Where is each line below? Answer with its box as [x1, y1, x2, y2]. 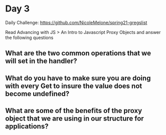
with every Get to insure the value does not [5, 81, 142, 90]
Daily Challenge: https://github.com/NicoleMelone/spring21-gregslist [5, 19, 147, 25]
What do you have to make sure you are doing [5, 73, 151, 82]
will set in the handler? [5, 57, 77, 65]
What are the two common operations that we [5, 49, 151, 57]
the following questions [5, 34, 54, 40]
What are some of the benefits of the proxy [5, 106, 142, 115]
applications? [5, 122, 49, 130]
